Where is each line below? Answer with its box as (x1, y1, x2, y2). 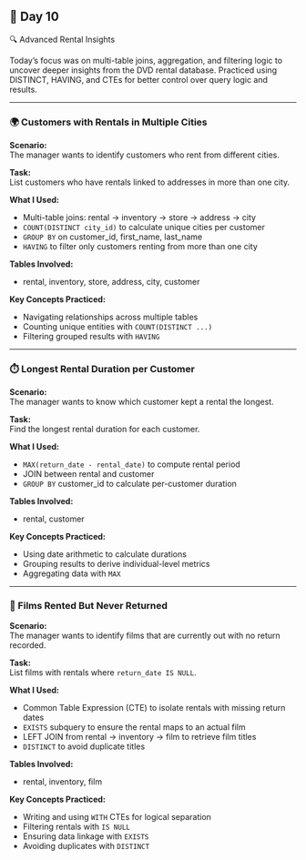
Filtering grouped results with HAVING (22, 331, 160, 342)
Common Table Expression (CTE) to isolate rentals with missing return (22, 702, 286, 713)
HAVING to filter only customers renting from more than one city (22, 241, 258, 252)
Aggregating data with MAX (22, 568, 121, 579)
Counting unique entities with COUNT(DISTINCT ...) (22, 321, 213, 332)
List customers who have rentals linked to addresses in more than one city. (9, 177, 291, 187)
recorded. (9, 639, 46, 651)
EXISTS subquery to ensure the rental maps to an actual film (22, 721, 246, 733)
